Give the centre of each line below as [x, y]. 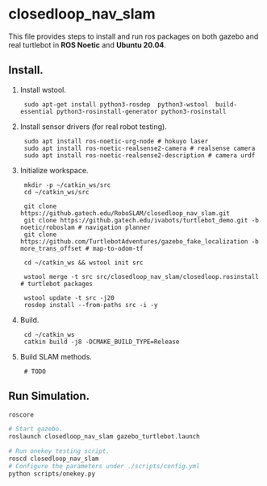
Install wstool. [43, 89]
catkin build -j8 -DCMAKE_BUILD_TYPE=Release [102, 342]
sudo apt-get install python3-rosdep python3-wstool [116, 104]
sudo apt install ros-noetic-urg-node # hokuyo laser [116, 141]
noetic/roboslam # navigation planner [85, 227]
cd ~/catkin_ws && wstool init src [83, 263]
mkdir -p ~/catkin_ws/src [67, 185]
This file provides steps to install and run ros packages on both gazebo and [133, 36]
